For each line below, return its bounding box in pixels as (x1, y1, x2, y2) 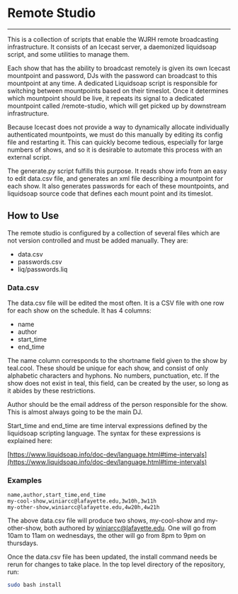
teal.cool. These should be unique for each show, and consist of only (7, 364, 209, 373)
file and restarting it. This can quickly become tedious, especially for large (7, 138, 224, 146)
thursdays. (7, 539, 39, 547)
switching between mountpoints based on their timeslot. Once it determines (7, 86, 229, 95)
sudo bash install (7, 581, 62, 589)
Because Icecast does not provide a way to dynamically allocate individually (7, 123, 229, 131)
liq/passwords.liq (17, 264, 68, 274)
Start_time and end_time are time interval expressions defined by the (7, 422, 208, 430)
